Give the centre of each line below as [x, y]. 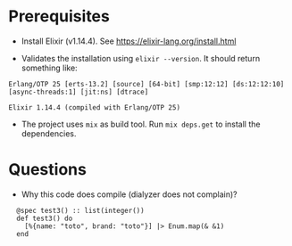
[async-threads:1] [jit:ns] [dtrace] [79, 92]
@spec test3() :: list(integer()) [80, 210]
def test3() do [45, 218]
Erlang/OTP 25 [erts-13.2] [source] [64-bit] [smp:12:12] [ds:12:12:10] [146, 84]
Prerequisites [59, 16]
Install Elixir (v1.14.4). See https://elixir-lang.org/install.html [129, 41]
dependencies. [49, 133]
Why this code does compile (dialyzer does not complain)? [129, 194]
